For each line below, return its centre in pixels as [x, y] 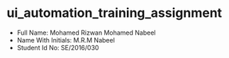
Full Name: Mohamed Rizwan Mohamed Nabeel [86, 33]
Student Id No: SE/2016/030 [58, 47]
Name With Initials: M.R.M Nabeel [66, 40]
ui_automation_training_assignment [114, 13]
